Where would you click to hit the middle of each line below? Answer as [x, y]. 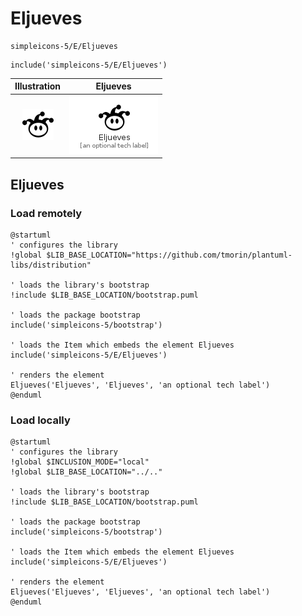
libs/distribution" [51, 265]
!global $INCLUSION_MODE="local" [80, 462]
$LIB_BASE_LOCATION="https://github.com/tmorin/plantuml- [169, 255]
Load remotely [46, 213]
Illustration [38, 86]
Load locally [40, 420]
